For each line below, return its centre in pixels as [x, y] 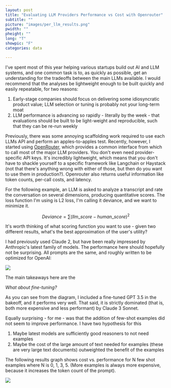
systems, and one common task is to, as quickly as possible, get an [76, 73]
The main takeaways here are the [40, 277]
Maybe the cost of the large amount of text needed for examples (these [88, 344]
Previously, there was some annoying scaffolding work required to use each [85, 136]
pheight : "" [18, 34]
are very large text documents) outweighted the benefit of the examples [88, 350]
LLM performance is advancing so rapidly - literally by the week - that [86, 115]
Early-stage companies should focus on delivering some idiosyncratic [86, 99]
